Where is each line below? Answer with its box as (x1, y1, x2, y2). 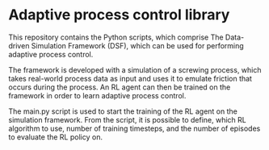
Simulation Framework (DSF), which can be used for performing (31, 40, 244, 50)
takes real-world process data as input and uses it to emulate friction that (8, 73, 253, 83)
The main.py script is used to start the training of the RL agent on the (8, 106, 238, 116)
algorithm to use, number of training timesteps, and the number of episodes (8, 123, 261, 133)
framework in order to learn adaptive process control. (8, 90, 187, 100)
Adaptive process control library (8, 6, 230, 24)
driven (8, 40, 30, 50)
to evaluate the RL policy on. (8, 131, 103, 142)
